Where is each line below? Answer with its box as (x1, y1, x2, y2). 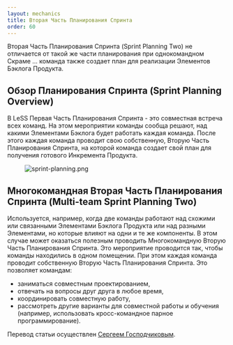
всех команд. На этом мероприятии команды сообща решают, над (7, 121, 208, 130)
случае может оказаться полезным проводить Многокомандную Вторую (7, 236, 227, 245)
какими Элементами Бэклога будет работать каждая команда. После (7, 129, 216, 137)
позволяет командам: (7, 266, 73, 274)
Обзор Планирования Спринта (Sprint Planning (7, 84, 222, 96)
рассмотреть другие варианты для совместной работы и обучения (17, 302, 220, 310)
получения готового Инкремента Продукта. (7, 151, 138, 160)
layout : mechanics (7, 10, 61, 17)
